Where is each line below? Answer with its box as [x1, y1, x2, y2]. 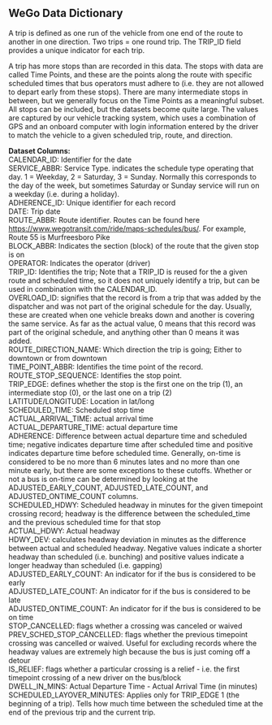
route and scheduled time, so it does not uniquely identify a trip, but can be [8, 276, 260, 285]
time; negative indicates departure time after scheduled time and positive [8, 439, 253, 449]
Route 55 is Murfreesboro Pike [8, 232, 110, 242]
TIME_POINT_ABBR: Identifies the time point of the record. [8, 362, 204, 371]
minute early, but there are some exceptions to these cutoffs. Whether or [8, 465, 253, 475]
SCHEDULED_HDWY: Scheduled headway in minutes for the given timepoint [8, 500, 264, 510]
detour [8, 655, 31, 665]
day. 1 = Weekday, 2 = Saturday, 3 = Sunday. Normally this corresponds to [8, 171, 257, 181]
